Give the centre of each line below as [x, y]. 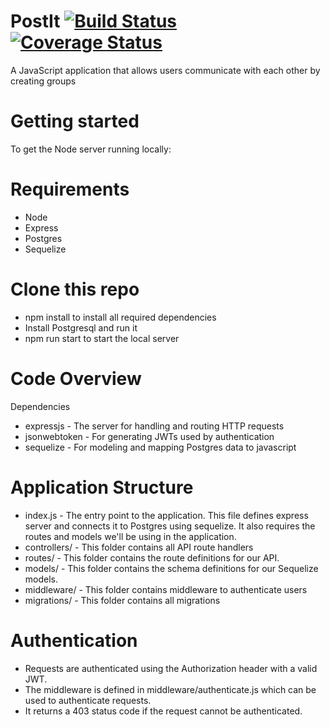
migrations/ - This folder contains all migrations [122, 600]
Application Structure [102, 487]
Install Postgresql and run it [81, 327]
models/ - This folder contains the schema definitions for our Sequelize [171, 568]
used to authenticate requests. [88, 700]
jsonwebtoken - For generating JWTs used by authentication [149, 436]
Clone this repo [75, 289]
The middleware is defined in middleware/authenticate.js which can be [170, 689]
